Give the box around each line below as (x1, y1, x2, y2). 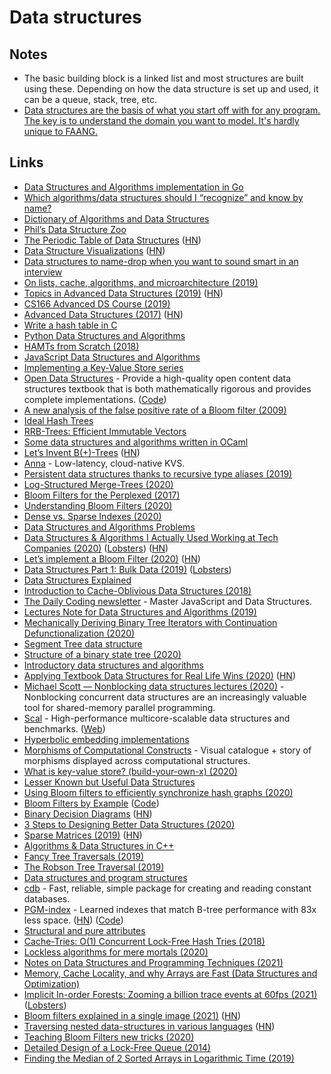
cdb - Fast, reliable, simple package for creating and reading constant (23, 882, 312, 894)
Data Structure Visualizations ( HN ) (23, 244, 166, 256)
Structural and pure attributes (23, 924, 146, 936)
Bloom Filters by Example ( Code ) (23, 797, 160, 809)
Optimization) (23, 977, 81, 990)
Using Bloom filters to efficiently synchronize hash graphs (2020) (23, 786, 294, 798)
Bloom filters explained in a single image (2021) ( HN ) (23, 1009, 242, 1021)
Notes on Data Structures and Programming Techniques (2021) (23, 956, 284, 968)
